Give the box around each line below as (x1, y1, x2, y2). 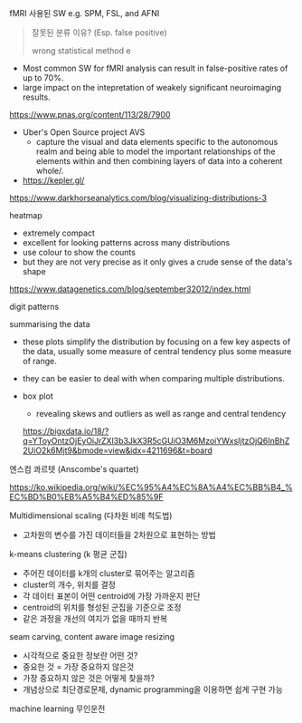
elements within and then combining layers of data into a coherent (35, 156, 283, 166)
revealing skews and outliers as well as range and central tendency (35, 409, 287, 419)
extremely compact (22, 227, 95, 238)
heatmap (9, 210, 42, 220)
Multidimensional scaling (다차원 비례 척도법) (9, 510, 173, 521)
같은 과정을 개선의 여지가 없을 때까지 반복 (22, 613, 168, 623)
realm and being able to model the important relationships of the (35, 146, 276, 157)
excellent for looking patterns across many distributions (22, 237, 231, 247)
